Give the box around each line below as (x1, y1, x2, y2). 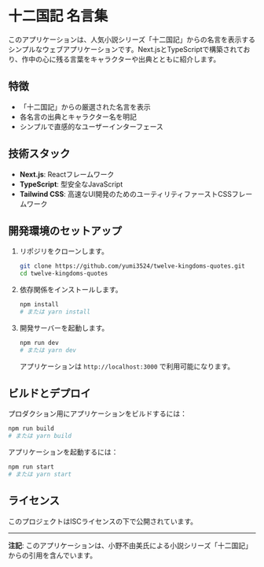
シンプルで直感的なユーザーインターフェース (19, 121, 163, 131)
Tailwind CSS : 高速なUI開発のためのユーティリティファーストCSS (19, 189, 233, 198)
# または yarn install (19, 308, 90, 316)
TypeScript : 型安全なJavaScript (19, 179, 123, 189)
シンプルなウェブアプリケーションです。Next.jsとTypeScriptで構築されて (8, 44, 244, 54)
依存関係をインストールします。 (19, 285, 123, 295)
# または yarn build (8, 432, 72, 440)
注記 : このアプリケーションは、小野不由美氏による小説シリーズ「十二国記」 (8, 540, 253, 550)
